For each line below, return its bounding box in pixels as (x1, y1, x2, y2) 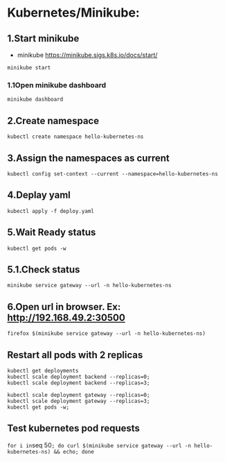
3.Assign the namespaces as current (7, 152, 170, 164)
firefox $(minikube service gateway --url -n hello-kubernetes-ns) (7, 330, 206, 337)
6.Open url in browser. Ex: (7, 300, 121, 313)
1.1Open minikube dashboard (7, 80, 107, 89)
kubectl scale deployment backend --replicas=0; (7, 373, 150, 380)
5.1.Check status (7, 264, 80, 275)
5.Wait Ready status (7, 227, 96, 239)
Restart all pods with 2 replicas (7, 349, 143, 361)
